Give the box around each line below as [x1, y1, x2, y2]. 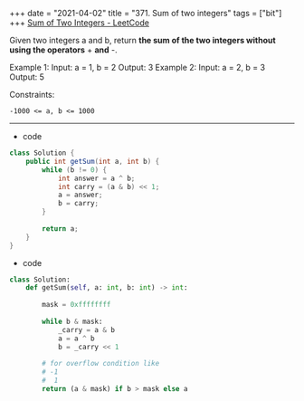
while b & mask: [42, 317, 103, 326]
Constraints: [9, 90, 55, 100]
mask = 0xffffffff [42, 301, 111, 310]
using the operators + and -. [9, 44, 118, 55]
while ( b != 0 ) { [42, 165, 107, 175]
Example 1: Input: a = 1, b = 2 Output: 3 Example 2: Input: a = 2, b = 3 [9, 62, 265, 72]
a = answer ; [57, 190, 103, 200]
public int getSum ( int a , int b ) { [25, 157, 160, 166]
